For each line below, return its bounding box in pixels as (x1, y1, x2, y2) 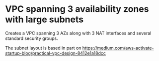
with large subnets (5, 14, 83, 25)
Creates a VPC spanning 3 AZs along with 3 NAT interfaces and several (5, 30, 152, 36)
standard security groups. (5, 35, 58, 41)
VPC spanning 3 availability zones (5, 3, 149, 15)
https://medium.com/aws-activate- (82, 45, 154, 51)
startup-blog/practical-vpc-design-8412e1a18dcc (5, 50, 106, 56)
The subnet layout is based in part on (5, 45, 81, 51)
